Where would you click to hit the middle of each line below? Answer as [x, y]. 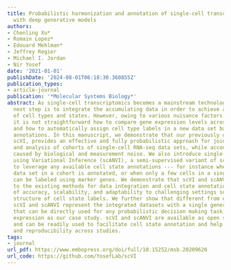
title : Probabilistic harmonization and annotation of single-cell [106, 13]
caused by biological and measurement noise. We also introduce [107, 154]
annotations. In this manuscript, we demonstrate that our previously [117, 135]
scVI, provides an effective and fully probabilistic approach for [112, 142]
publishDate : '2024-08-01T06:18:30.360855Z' [72, 77]
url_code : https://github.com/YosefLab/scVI [72, 256]
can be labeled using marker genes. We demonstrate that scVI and [110, 179]
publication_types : [35, 84]
